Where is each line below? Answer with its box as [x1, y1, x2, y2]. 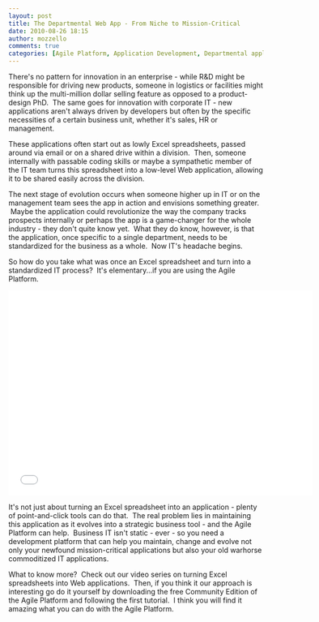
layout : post [8, 11, 53, 20]
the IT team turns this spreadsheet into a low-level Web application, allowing [8, 165, 263, 174]
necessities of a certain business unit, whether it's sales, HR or [8, 115, 219, 124]
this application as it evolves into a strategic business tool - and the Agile [8, 520, 252, 529]
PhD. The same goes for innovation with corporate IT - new [32, 98, 233, 107]
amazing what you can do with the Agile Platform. [8, 604, 174, 613]
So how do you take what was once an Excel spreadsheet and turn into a [8, 257, 251, 266]
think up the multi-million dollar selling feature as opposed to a [8, 89, 217, 98]
